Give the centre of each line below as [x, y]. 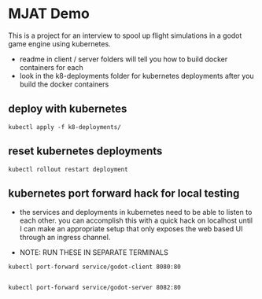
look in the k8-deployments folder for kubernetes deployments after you [137, 76]
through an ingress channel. [65, 238]
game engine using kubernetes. [60, 43]
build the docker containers [64, 84]
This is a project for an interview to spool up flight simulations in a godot [125, 35]
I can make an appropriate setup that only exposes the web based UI [131, 229]
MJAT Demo [49, 14]
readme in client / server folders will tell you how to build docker [124, 59]
